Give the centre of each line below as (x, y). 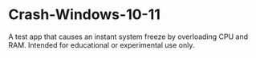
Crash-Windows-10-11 (84, 15)
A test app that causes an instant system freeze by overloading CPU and (128, 37)
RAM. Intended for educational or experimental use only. (102, 44)
